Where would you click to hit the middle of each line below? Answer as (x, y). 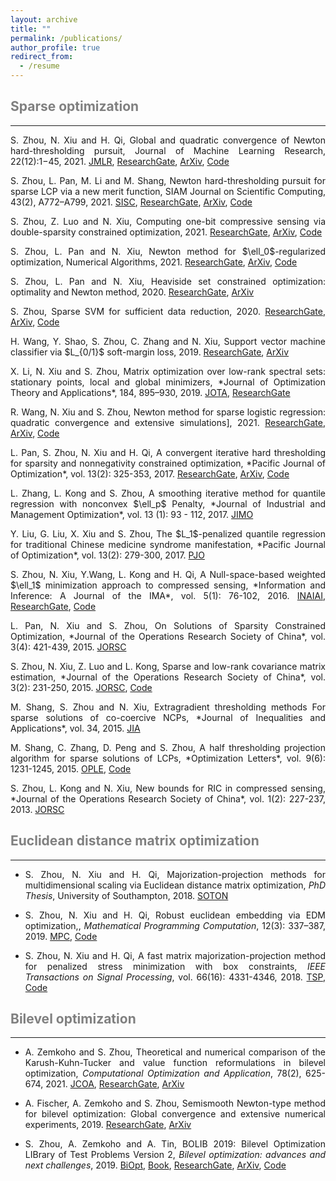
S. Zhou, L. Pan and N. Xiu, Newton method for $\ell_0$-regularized (168, 251)
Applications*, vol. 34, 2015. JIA (75, 728)
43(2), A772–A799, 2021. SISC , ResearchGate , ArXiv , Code (131, 202)
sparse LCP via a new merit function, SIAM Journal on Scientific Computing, (168, 191)
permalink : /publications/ (66, 38)
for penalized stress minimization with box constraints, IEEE (175, 966)
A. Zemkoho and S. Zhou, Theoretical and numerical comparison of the (175, 1052)
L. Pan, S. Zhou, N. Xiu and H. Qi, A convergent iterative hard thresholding (168, 452)
